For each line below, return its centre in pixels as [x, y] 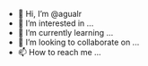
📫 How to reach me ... [59, 52]
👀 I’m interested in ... [56, 23]
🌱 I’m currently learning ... [65, 33]
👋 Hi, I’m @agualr [50, 14]
